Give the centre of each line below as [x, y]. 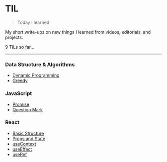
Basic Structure [28, 133]
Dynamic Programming [36, 76]
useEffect [22, 149]
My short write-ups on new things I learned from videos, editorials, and [78, 32]
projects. [14, 37]
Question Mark [28, 109]
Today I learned [33, 22]
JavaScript [19, 93]
